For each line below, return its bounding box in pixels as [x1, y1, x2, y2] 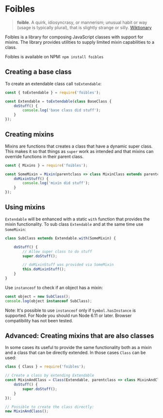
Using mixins [5, 203, 45, 212]
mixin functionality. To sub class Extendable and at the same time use [5, 221, 144, 227]
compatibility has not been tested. [5, 318, 73, 323]
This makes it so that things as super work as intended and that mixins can [5, 148, 154, 154]
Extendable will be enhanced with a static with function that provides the [5, 216, 150, 222]
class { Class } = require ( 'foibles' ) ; [5, 364, 86, 369]
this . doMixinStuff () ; [22, 267, 66, 272]
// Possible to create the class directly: [5, 404, 95, 409]
